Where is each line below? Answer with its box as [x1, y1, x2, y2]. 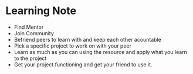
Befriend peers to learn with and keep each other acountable [13, 36, 162, 43]
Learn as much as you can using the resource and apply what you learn [13, 48, 187, 55]
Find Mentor [13, 23, 44, 31]
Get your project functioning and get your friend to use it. [13, 60, 153, 68]
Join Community [13, 29, 54, 36]
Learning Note [5, 4, 77, 18]
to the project [13, 55, 47, 62]
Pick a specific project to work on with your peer [13, 42, 132, 49]
